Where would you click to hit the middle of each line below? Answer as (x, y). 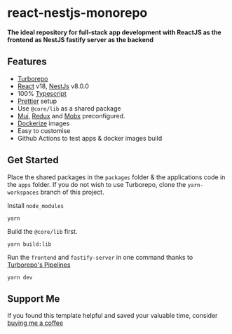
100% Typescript (42, 93)
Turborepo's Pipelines (39, 265)
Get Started (33, 160)
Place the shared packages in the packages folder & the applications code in (116, 177)
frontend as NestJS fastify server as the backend (81, 39)
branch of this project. (72, 192)
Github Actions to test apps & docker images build (90, 138)
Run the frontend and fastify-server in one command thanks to (100, 257)
